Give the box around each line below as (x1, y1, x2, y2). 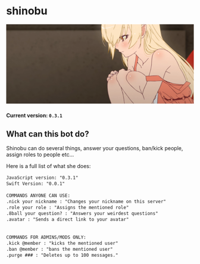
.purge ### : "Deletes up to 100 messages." (6, 252, 118, 259)
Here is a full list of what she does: (6, 163, 91, 170)
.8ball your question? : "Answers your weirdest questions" (6, 210, 159, 217)
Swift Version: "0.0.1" (6, 181, 65, 187)
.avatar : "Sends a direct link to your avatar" (6, 216, 129, 223)
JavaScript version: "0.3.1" (6, 175, 79, 181)
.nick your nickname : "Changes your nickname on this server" (6, 198, 167, 205)
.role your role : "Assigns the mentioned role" (6, 204, 129, 211)
